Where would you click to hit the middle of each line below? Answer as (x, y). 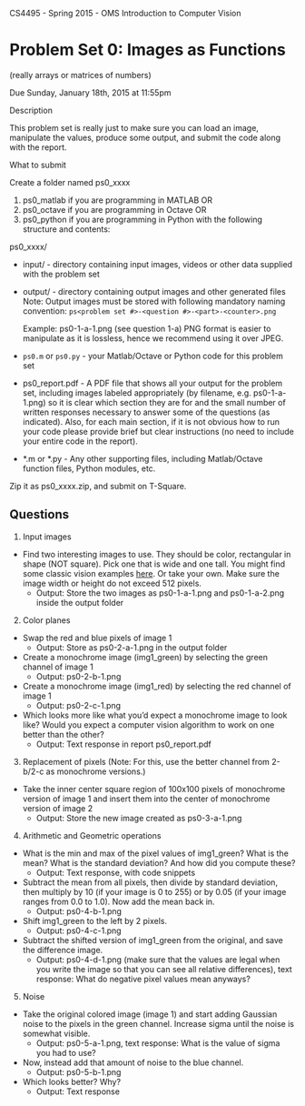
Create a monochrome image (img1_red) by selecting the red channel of (157, 686)
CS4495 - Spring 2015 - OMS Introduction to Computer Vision (125, 13)
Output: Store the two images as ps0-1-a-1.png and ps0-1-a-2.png (160, 593)
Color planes (46, 620)
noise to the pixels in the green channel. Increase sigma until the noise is (158, 1023)
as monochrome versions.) (96, 771)
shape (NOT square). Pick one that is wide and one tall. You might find (154, 564)
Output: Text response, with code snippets (116, 872)
